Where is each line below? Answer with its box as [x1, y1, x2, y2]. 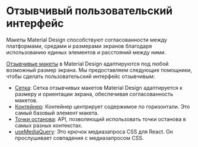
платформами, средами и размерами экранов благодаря [6, 43, 152, 50]
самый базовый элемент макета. [14, 109, 99, 116]
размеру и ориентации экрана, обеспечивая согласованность [14, 90, 174, 97]
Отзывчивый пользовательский [6, 4, 173, 18]
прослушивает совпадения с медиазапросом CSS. [14, 134, 144, 141]
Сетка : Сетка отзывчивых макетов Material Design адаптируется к [14, 84, 183, 91]
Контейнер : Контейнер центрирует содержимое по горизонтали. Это [14, 103, 190, 110]
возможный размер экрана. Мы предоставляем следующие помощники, [6, 66, 193, 73]
